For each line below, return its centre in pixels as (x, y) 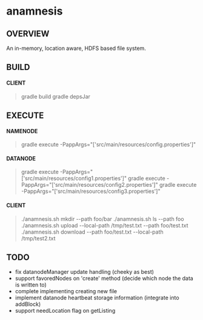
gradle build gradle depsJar (56, 96)
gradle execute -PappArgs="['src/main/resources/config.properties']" (108, 145)
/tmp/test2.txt (38, 238)
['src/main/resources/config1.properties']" (74, 178)
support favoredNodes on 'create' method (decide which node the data (104, 279)
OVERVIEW (28, 34)
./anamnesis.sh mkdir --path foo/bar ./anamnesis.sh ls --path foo (102, 219)
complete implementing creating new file (66, 291)
